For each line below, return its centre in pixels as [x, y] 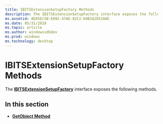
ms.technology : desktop [29, 41]
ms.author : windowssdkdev [31, 32]
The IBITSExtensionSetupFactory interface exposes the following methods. [81, 89]
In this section [27, 104]
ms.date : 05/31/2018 [26, 23]
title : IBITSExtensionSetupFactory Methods [50, 9]
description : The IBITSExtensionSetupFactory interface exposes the [76, 14]
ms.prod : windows [23, 37]
